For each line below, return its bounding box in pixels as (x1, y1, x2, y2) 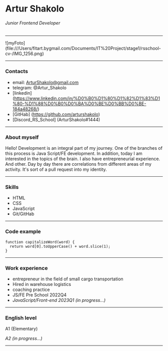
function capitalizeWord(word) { (5, 239, 75, 244)
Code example (5, 228, 41, 235)
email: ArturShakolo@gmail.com (12, 79, 79, 85)
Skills (5, 183, 19, 190)
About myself (5, 134, 39, 141)
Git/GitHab (12, 211, 34, 217)
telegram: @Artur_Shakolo (12, 85, 66, 91)
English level (5, 314, 37, 321)
